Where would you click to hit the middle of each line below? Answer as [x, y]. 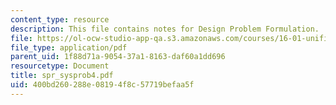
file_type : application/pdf [69, 47]
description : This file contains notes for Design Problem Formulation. [165, 29]
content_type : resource [60, 19]
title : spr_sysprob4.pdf [62, 76]
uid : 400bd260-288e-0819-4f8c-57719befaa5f [102, 85]
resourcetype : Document [60, 66]
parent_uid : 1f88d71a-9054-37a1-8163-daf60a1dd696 [118, 57]
